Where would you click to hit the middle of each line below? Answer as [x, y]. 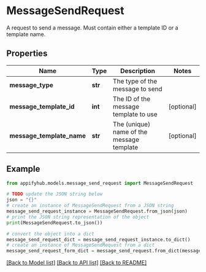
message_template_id [42, 106]
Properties [27, 54]
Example [23, 169]
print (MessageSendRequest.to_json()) [55, 223]
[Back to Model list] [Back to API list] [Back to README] [77, 263]
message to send [137, 88]
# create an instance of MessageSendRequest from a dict [81, 245]
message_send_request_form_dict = [51, 251]
